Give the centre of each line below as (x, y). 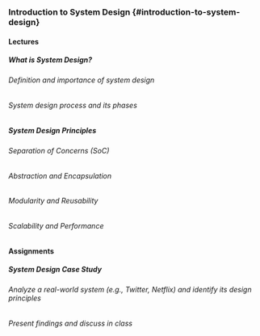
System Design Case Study (55, 270)
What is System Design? (50, 60)
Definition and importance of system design (82, 80)
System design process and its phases (73, 105)
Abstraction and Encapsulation (60, 175)
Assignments (31, 251)
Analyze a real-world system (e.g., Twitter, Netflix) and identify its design (130, 290)
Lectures (23, 41)
